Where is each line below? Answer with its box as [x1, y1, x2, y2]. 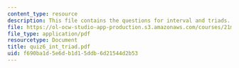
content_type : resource [7, 10, 78, 18]
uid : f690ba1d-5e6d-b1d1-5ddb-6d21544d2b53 [7, 50, 139, 57]
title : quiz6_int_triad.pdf [7, 43, 91, 50]
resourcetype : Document [7, 37, 78, 44]
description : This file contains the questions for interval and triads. [7, 17, 231, 24]
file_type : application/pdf [7, 30, 91, 38]
